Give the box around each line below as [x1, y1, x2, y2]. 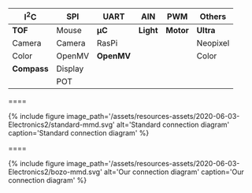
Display [56, 63, 84, 74]
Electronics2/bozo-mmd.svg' [8, 167, 102, 176]
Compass [12, 63, 49, 74]
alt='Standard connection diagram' [117, 120, 230, 129]
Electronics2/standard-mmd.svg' [8, 120, 116, 129]
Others [199, 11, 227, 22]
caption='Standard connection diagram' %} [8, 128, 150, 138]
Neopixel [196, 38, 230, 49]
